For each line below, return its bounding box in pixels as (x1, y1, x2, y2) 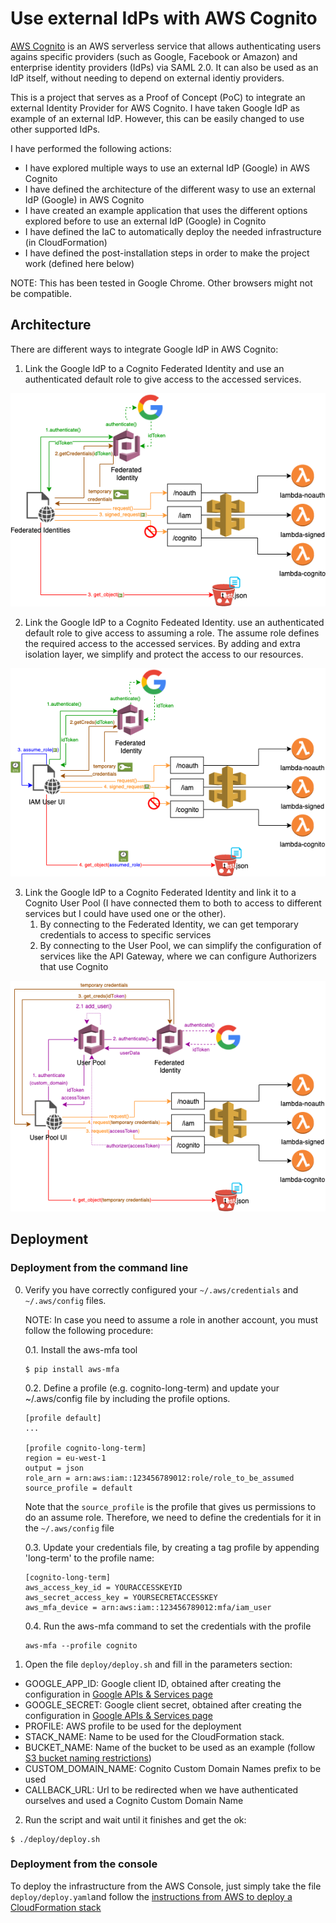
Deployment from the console (10, 1857, 158, 1871)
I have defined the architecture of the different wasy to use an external (24, 183, 316, 195)
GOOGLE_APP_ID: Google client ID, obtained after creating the (24, 1677, 282, 1689)
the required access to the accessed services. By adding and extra (24, 637, 301, 649)
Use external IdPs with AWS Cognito (10, 7, 318, 30)
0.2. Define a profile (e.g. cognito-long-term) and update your (24, 1382, 280, 1394)
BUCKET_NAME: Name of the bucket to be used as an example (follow (24, 1741, 316, 1753)
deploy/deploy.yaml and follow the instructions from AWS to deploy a (10, 1890, 293, 1902)
